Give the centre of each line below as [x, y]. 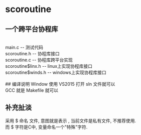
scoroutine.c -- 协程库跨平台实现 [39, 60]
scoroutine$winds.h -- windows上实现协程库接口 [56, 72]
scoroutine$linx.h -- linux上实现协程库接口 [49, 66]
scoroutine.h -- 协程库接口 [32, 53]
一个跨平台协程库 [32, 29]
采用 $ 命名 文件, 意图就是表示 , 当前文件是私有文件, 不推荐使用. [71, 120]
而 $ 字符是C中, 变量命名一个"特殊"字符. [46, 127]
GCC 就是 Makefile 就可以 [32, 90]
